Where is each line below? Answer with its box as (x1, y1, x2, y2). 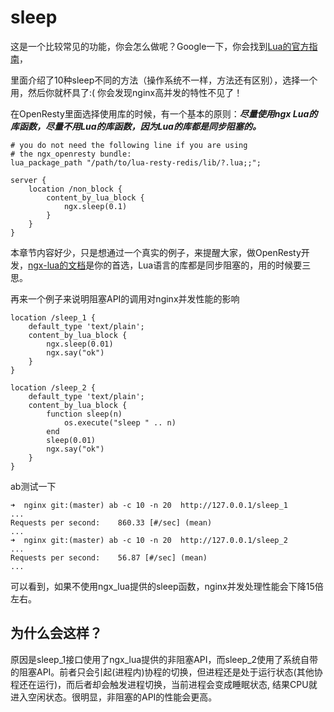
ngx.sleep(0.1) (63, 201, 128, 211)
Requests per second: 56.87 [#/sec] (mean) (10, 552, 208, 563)
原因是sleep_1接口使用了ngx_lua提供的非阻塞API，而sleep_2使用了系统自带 (10, 653, 319, 665)
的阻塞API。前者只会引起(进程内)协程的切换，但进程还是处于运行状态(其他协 (10, 666, 323, 678)
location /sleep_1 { (10, 312, 97, 323)
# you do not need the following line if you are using (10, 140, 248, 150)
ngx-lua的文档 (28, 259, 87, 271)
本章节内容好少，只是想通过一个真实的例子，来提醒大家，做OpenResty (10, 246, 302, 258)
